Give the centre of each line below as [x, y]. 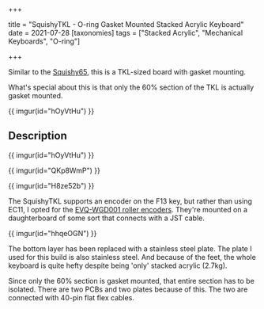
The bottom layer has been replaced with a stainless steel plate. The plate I [130, 248]
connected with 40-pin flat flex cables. [71, 297]
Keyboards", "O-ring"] [44, 41]
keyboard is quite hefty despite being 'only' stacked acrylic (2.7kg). [118, 265]
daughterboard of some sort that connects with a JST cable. [107, 218]
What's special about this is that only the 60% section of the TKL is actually [131, 87]
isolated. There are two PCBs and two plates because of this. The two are [128, 289]
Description [38, 136]
